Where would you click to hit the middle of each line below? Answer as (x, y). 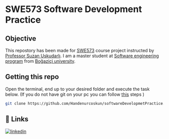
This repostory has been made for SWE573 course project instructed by (80, 50)
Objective (21, 38)
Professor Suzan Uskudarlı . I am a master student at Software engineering (82, 56)
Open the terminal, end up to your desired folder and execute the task (77, 89)
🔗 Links (17, 119)
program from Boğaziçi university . (40, 61)
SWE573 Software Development (74, 9)
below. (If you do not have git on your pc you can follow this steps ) (75, 94)
